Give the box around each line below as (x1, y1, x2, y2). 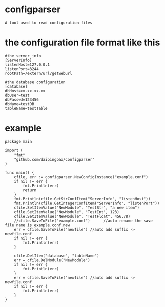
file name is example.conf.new (5, 222, 70, 228)
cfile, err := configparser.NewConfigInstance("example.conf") (14, 174, 149, 179)
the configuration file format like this (5, 37, 160, 48)
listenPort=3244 (5, 66, 39, 71)
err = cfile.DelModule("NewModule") (14, 257, 91, 263)
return (23, 187, 37, 193)
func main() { (5, 170, 35, 175)
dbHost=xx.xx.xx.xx (5, 88, 46, 93)
